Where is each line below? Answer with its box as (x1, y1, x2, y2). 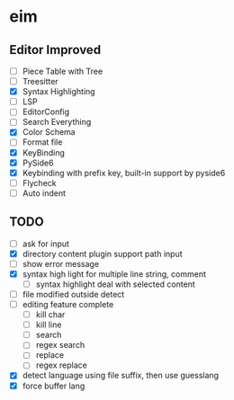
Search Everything (22, 117, 92, 128)
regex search (35, 340, 85, 351)
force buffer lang (22, 380, 85, 391)
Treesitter (22, 76, 58, 87)
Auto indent (22, 187, 66, 199)
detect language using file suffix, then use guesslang (22, 370, 219, 381)
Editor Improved (9, 42, 102, 58)
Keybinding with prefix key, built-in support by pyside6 (22, 167, 226, 178)
